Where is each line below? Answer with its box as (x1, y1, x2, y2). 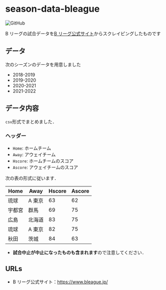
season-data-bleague (5, 3, 100, 15)
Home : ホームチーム (12, 145, 51, 151)
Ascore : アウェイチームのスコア (12, 164, 78, 170)
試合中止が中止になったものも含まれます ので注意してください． (12, 249, 147, 255)
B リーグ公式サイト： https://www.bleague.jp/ (12, 279, 108, 285)
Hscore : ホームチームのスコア (12, 158, 74, 164)
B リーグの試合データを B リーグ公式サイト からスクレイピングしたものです (5, 30, 161, 36)
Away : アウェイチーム (12, 151, 56, 157)
